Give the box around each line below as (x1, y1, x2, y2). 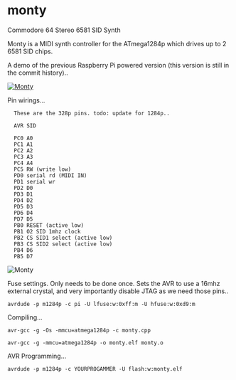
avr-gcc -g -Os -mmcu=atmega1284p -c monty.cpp (7, 327, 151, 334)
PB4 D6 (14, 246, 33, 254)
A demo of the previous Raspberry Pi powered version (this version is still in (7, 60, 230, 69)
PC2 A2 (14, 147, 33, 154)
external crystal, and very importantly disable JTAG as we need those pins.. (7, 287, 229, 295)
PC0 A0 (14, 134, 33, 142)
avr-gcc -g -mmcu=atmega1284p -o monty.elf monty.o (7, 339, 163, 347)
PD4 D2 (14, 196, 33, 204)
